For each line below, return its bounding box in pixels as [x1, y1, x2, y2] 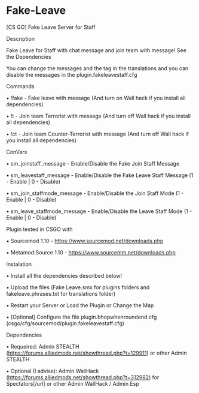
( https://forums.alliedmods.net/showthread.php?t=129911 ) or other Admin [6, 349, 187, 356]
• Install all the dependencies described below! [6, 272, 123, 279]
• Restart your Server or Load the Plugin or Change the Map [6, 301, 154, 309]
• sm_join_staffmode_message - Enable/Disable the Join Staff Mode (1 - [6, 190, 184, 197]
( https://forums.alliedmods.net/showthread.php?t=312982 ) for [6, 373, 160, 381]
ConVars [6, 148, 27, 155]
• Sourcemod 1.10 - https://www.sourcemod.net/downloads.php [6, 237, 164, 244]
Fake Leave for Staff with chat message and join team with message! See [6, 46, 187, 54]
